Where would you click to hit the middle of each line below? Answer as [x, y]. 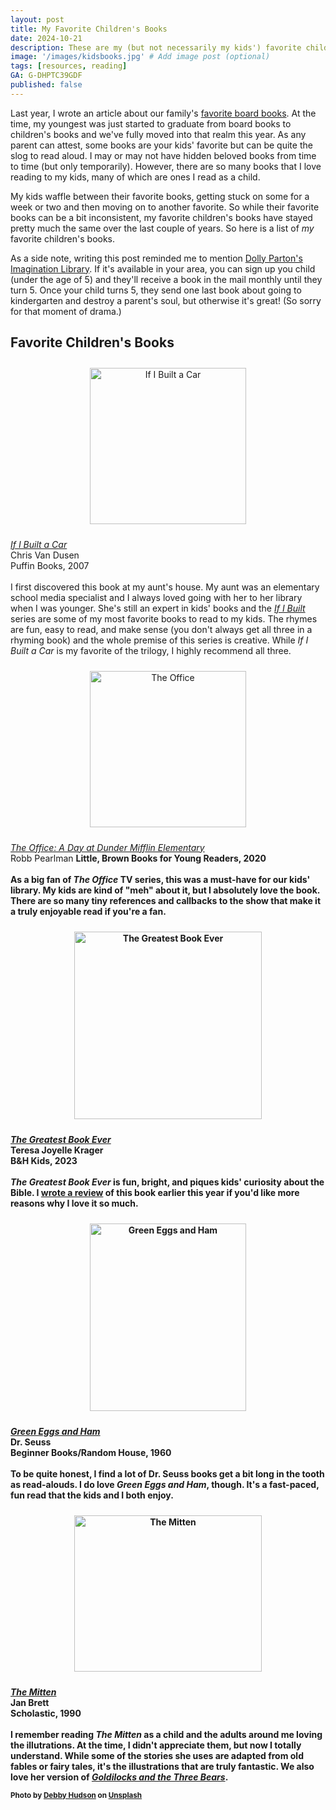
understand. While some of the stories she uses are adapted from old [157, 1755]
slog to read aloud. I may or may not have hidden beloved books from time [163, 155]
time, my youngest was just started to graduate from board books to [151, 123]
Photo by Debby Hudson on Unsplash [76, 1795]
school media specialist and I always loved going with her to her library [156, 597]
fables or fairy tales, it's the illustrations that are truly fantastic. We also [162, 1766]
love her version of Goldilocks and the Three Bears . [119, 1777]
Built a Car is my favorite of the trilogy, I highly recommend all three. [151, 650]
